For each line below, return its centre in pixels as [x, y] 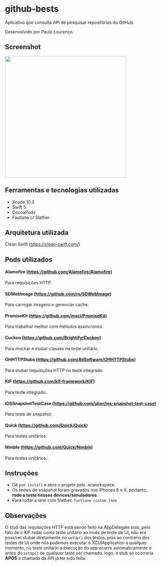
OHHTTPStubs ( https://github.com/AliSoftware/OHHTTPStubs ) [71, 360]
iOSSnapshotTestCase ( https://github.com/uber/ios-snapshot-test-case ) [81, 403]
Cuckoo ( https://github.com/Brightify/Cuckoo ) [53, 337]
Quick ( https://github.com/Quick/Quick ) [46, 425]
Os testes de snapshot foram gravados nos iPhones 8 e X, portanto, [80, 490]
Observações [26, 516]
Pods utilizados [29, 259]
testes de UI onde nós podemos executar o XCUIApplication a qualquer [76, 543]
